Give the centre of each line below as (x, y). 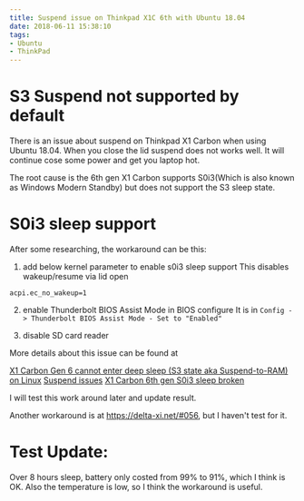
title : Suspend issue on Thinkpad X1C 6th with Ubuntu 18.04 (127, 18)
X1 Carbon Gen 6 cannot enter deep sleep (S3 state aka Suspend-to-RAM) (149, 370)
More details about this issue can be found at (94, 353)
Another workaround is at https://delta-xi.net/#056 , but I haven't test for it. (148, 415)
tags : (20, 34)
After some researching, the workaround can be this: (108, 249)
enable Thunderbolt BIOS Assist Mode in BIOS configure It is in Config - (157, 310)
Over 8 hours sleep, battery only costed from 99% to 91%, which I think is (147, 476)
